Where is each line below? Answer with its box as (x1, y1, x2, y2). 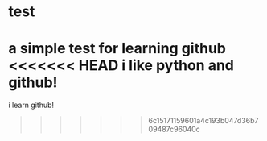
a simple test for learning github (8, 39, 227, 58)
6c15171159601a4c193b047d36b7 (148, 116, 259, 126)
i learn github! (8, 100, 55, 110)
